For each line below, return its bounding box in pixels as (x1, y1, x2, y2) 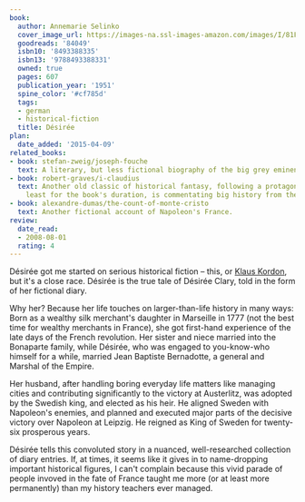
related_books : (9, 148, 67, 157)
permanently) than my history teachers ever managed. (9, 483, 213, 494)
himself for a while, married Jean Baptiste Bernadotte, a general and (9, 351, 265, 362)
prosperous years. (22, 427, 91, 438)
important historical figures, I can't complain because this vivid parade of (9, 464, 283, 475)
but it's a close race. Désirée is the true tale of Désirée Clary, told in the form (9, 276, 296, 287)
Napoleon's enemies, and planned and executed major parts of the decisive (9, 408, 293, 418)
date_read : (17, 224, 59, 233)
